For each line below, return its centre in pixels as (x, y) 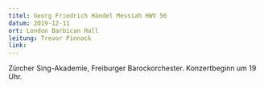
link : (17, 46)
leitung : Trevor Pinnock (50, 38)
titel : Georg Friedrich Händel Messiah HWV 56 (88, 16)
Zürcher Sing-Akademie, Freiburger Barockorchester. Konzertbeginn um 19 (132, 68)
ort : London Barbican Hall (54, 30)
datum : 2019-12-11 (39, 23)
